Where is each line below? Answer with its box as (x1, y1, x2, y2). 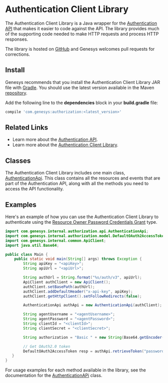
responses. (5, 36, 28, 42)
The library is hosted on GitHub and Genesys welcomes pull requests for (5, 46, 155, 52)
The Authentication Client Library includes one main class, (5, 170, 125, 176)
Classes (5, 156, 31, 165)
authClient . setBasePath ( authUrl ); (23, 284, 95, 290)
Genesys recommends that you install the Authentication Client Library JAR (5, 79, 160, 85)
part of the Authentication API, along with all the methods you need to (5, 180, 149, 186)
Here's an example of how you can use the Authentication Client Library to (5, 214, 159, 220)
